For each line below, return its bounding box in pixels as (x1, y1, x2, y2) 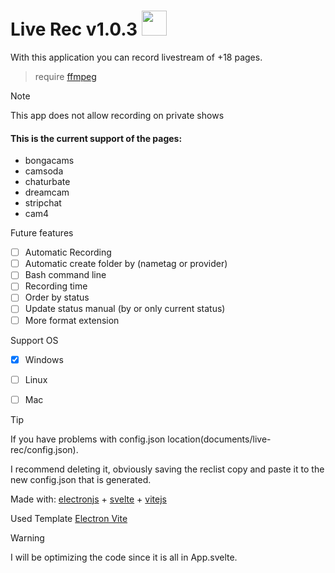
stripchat (24, 197, 62, 209)
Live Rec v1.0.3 (10, 18, 138, 41)
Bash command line (24, 269, 107, 281)
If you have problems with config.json (10, 433, 166, 445)
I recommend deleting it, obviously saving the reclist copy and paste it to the (10, 463, 325, 475)
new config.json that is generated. (10, 473, 152, 485)
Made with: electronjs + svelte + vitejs (10, 493, 167, 505)
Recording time (24, 280, 88, 292)
